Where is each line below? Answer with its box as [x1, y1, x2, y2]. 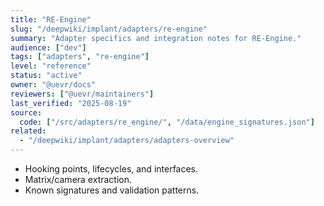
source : [10, 107, 43, 118]
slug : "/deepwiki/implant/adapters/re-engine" [10, 24, 208, 34]
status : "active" [10, 71, 83, 81]
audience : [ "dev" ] [10, 42, 87, 53]
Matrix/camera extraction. [24, 174, 133, 185]
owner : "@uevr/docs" [10, 80, 97, 90]
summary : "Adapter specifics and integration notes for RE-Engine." [10, 33, 302, 43]
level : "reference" [10, 61, 92, 71]
